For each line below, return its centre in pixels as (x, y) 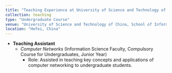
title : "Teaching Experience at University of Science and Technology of (86, 10)
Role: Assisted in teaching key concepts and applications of (91, 60)
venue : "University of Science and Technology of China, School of (79, 24)
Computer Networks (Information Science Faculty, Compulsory (87, 49)
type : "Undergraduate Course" (38, 19)
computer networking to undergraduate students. (80, 65)
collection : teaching (28, 15)
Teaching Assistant (34, 43)
